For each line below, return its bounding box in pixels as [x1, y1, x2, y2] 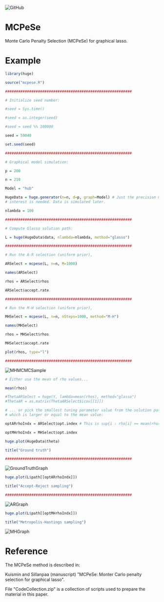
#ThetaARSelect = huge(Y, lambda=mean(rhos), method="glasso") [5, 394, 137, 399]
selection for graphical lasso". [5, 577, 65, 582]
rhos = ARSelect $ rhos [5, 279, 49, 284]
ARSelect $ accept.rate [5, 288, 49, 293]
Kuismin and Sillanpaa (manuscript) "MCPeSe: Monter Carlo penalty [5, 571, 142, 577]
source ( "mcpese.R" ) [5, 80, 45, 85]
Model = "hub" [5, 186, 34, 191]
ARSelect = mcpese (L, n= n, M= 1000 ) [5, 261, 78, 266]
